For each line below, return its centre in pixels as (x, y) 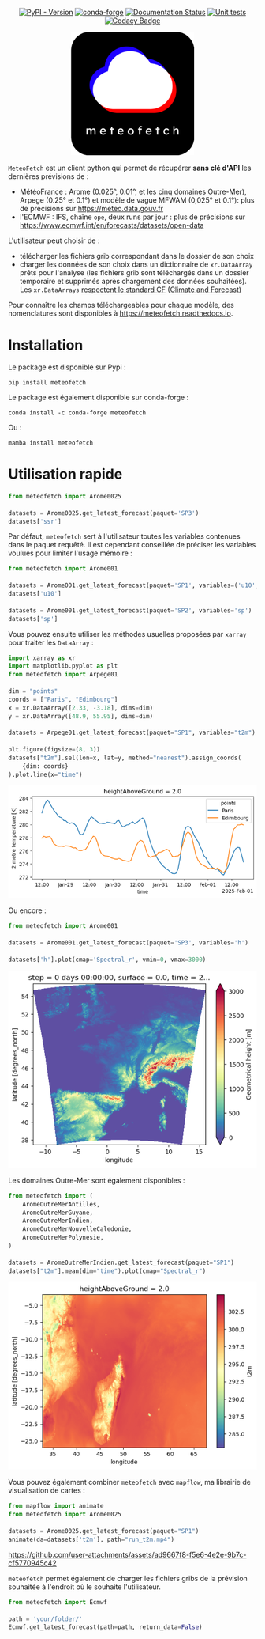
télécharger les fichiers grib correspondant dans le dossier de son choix (137, 256)
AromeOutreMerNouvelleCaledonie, (77, 1229)
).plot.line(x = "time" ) (45, 774)
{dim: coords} (45, 766)
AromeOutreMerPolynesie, (63, 1238)
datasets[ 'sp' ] (33, 619)
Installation (46, 345)
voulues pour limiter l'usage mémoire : (70, 553)
